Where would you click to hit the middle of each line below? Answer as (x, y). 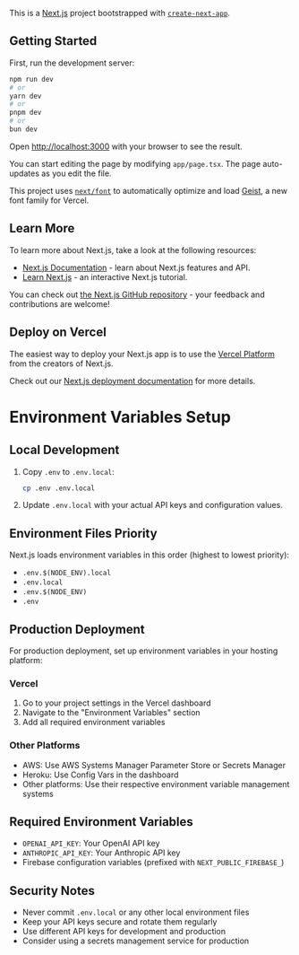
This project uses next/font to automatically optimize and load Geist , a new (149, 190)
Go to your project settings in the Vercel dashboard (117, 703)
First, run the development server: (72, 63)
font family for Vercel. (49, 200)
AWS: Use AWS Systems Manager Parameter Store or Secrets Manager (154, 765)
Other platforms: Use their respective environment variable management (156, 784)
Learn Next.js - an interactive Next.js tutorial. (105, 276)
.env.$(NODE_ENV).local (67, 574)
